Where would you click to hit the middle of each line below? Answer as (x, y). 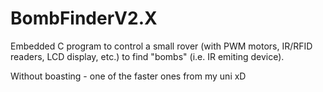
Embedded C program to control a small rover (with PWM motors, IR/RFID (161, 46)
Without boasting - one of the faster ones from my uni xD (128, 76)
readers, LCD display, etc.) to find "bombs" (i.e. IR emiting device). (147, 56)
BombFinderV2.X (84, 18)
